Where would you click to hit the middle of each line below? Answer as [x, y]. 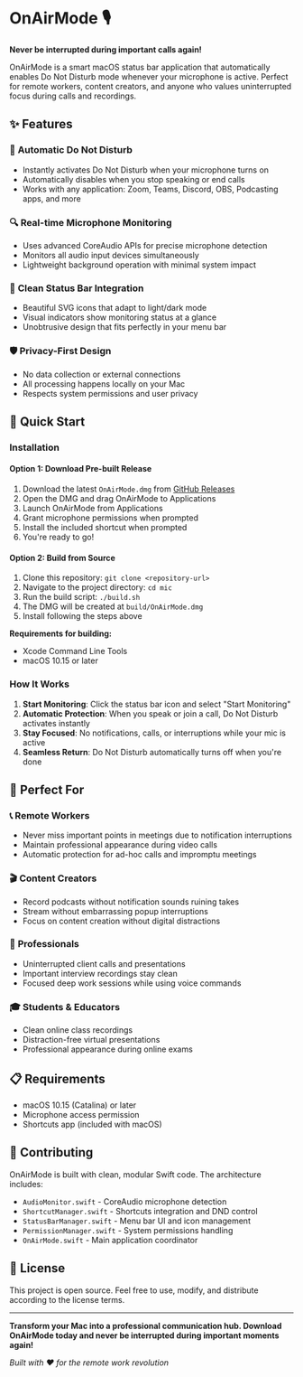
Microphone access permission [81, 1114]
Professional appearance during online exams [108, 1049]
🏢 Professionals [44, 944]
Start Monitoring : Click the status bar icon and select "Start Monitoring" [156, 704]
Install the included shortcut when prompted [105, 528]
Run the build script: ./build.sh [81, 597]
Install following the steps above [82, 616]
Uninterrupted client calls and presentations [104, 963]
